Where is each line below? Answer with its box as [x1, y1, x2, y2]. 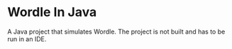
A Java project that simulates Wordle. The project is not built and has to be [7, 27, 226, 36]
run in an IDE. [7, 34, 47, 43]
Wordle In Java [7, 4, 97, 20]
